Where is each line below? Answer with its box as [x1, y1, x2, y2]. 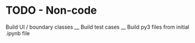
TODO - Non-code [5, 4, 97, 17]
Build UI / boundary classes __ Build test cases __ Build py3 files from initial [5, 23, 190, 30]
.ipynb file [5, 29, 30, 36]
